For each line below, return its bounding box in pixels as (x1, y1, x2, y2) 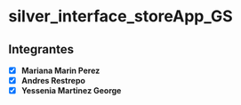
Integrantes (8, 42, 75, 57)
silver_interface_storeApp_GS (8, 6, 233, 27)
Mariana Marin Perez (20, 65, 100, 76)
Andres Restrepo (20, 76, 86, 86)
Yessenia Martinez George (20, 85, 122, 96)
